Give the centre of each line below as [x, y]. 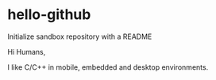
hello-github [49, 15]
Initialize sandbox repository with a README [80, 36]
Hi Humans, [27, 51]
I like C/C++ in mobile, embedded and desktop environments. [108, 67]
